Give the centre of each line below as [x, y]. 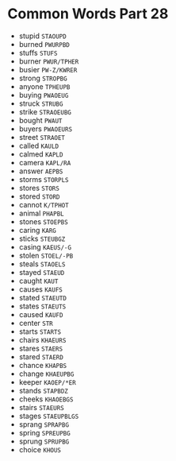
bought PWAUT [40, 120]
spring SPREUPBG [44, 432]
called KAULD [39, 145]
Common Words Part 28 [88, 14]
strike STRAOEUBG [45, 111]
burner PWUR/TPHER [49, 61]
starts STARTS [40, 331]
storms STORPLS [44, 179]
